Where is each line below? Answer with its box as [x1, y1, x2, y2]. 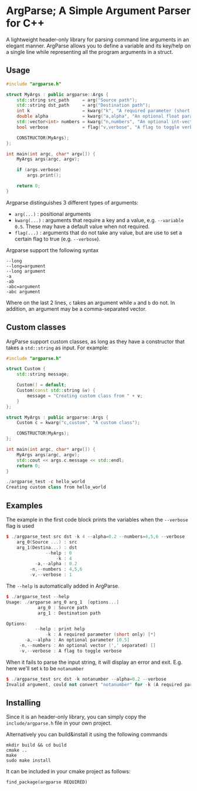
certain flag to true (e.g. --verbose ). [14, 235, 101, 242]
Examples [6, 500, 43, 511]
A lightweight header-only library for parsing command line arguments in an [6, 36, 189, 43]
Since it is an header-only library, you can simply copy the [6, 714, 147, 721]
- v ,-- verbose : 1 [29, 572, 72, 578]
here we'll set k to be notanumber [6, 664, 84, 672]
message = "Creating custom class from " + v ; [27, 393, 143, 399]
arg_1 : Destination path [37, 610, 101, 616]
